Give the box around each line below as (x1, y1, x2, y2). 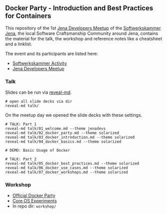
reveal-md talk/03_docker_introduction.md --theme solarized (5, 135, 135, 140)
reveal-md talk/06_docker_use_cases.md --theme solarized (5, 166, 128, 171)
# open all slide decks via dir (5, 99, 72, 104)
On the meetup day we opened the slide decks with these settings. (5, 112, 143, 118)
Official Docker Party (12, 193, 56, 199)
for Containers (5, 12, 51, 20)
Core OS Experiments (12, 198, 57, 204)
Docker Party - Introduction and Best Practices (5, 4, 154, 12)
